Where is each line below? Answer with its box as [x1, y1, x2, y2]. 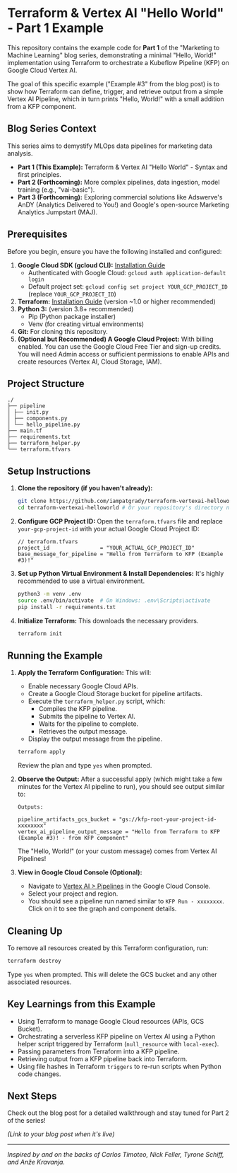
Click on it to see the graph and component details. [28, 904, 177, 913]
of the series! [7, 1116, 46, 1125]
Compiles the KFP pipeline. [38, 705, 118, 713]
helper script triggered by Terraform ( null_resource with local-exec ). [17, 1039, 219, 1048]
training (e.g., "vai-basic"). [17, 185, 95, 194]
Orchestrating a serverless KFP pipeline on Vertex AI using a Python [17, 1032, 216, 1041]
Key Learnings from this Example [7, 998, 156, 1010]
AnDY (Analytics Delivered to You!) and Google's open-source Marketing [17, 200, 229, 209]
